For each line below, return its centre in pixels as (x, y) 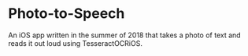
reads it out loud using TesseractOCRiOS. (76, 43)
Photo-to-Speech (67, 14)
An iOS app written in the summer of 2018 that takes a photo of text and (125, 35)
